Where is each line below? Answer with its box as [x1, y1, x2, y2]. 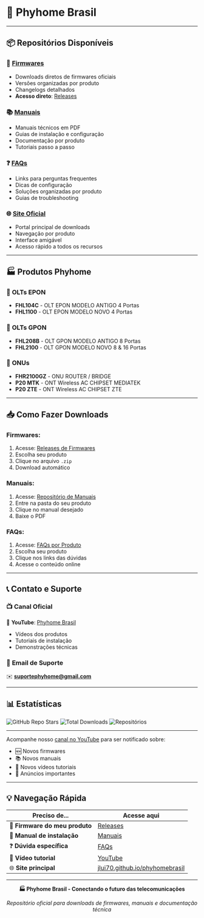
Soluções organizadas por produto [15, 188, 102, 195]
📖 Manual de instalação [9, 831, 79, 840]
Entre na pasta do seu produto [15, 499, 92, 507]
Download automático [15, 464, 70, 471]
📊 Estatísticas [6, 699, 62, 710]
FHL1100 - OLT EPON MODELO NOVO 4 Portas [15, 308, 133, 315]
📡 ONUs [6, 358, 30, 367]
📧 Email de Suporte [6, 659, 64, 667]
